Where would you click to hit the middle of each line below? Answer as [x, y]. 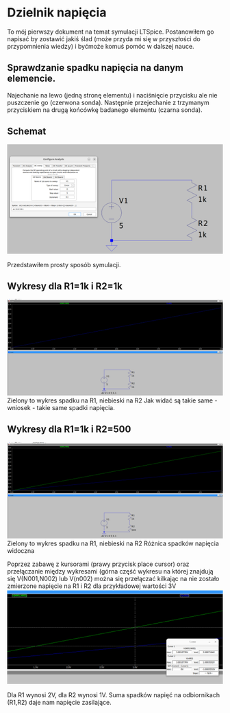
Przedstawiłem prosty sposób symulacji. [64, 264]
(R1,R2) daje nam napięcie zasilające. [59, 702]
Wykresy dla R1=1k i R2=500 [69, 430]
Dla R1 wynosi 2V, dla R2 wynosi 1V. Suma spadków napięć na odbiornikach [114, 694]
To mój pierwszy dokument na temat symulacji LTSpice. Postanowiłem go [111, 32]
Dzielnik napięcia [57, 13]
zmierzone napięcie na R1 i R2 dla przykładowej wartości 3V [92, 586]
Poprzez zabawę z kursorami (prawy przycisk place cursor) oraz [98, 564]
